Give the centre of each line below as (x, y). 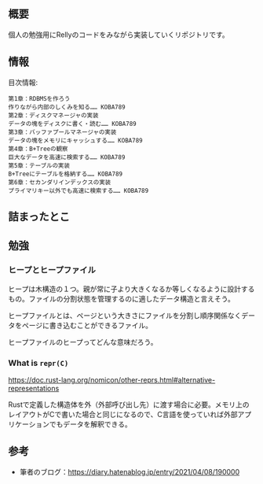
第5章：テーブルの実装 (39, 165)
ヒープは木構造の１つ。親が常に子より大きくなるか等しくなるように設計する (131, 289)
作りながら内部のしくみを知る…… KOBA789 (67, 107)
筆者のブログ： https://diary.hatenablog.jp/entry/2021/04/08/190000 (130, 471)
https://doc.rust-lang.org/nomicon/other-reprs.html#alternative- (112, 380)
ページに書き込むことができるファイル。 (87, 325)
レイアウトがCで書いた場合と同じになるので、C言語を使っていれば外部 (123, 414)
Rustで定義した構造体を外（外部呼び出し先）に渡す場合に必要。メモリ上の (129, 405)
